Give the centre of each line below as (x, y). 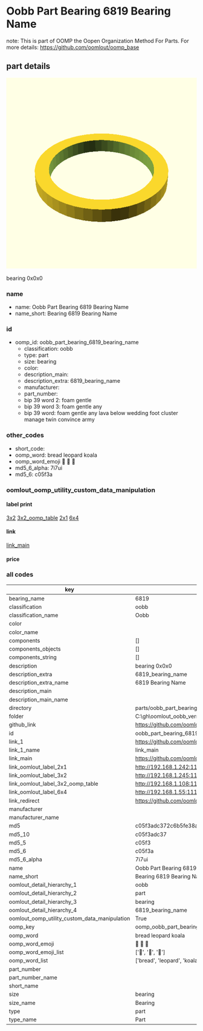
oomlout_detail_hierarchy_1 (43, 885)
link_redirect (24, 800)
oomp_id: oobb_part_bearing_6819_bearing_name (77, 342)
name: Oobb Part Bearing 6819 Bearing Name (72, 307)
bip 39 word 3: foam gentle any (63, 406)
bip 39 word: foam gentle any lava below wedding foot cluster (101, 413)
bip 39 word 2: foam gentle (58, 400)
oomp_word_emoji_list (36, 952)
